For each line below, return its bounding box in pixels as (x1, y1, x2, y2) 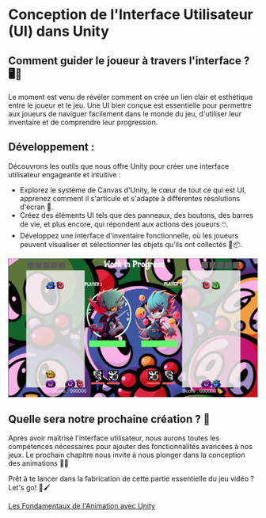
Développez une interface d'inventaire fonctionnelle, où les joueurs (19, 230, 239, 240)
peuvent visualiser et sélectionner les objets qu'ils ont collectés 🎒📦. (19, 239, 243, 249)
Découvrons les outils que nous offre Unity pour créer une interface (8, 161, 230, 171)
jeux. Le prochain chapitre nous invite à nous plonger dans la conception (8, 450, 245, 460)
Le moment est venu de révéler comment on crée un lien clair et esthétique (8, 93, 253, 101)
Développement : (8, 140, 95, 154)
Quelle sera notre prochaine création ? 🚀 (8, 413, 211, 426)
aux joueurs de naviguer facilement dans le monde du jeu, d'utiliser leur (8, 109, 242, 118)
